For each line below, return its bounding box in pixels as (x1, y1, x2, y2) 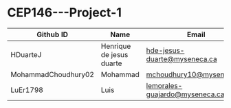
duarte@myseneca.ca (146, 54, 218, 63)
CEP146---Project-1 (7, 5, 122, 21)
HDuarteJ (10, 50, 42, 59)
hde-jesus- (146, 45, 185, 55)
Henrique (100, 41, 131, 51)
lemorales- (146, 80, 183, 90)
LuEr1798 (10, 85, 43, 94)
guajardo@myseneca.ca (146, 89, 225, 99)
